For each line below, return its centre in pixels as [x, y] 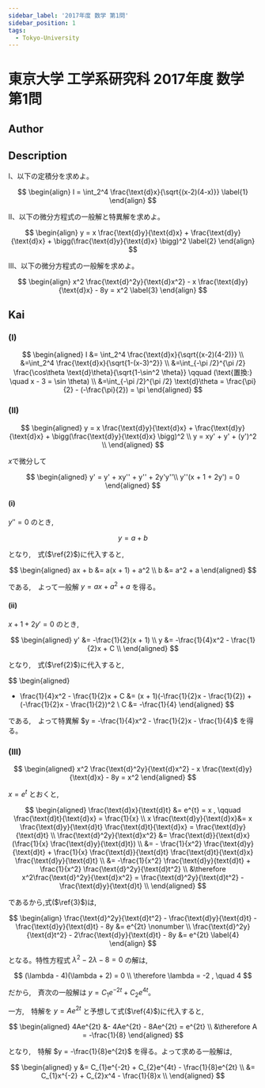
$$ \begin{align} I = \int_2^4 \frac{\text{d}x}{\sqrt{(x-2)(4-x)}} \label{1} [133, 192]
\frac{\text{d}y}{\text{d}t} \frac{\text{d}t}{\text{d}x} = [107, 826]
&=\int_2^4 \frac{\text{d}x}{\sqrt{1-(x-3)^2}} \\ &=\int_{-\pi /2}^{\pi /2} [133, 363]
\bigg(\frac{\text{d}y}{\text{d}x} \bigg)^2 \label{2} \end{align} [155, 241]
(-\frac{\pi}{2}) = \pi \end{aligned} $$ [142, 390]
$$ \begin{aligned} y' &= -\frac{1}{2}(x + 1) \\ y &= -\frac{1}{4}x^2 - [120, 640]
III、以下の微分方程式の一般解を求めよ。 [74, 266]
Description [38, 156]
